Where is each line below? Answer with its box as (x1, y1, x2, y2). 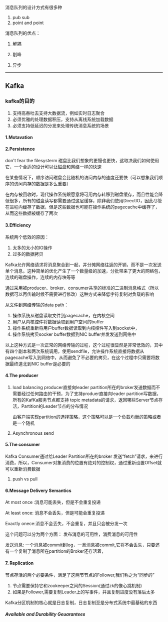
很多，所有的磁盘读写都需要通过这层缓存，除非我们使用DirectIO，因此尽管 (9, 198, 162, 204)
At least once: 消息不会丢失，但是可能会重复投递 (5, 510, 105, 516)
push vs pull (12, 476, 38, 482)
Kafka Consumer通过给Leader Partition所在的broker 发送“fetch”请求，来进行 (5, 453, 163, 459)
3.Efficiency (5, 222, 31, 228)
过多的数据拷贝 (12, 251, 43, 257)
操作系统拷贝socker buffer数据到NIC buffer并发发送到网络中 (12, 331, 136, 337)
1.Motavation (5, 135, 33, 141)
